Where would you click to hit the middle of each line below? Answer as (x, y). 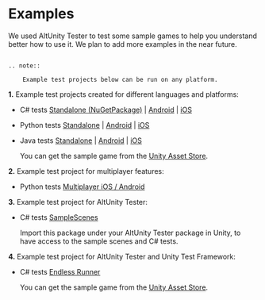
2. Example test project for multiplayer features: (86, 171)
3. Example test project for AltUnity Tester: (78, 202)
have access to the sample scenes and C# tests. (99, 241)
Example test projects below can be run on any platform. (120, 79)
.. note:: (25, 65)
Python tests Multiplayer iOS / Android (82, 187)
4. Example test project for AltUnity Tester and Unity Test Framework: (122, 256)
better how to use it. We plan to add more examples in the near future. (123, 44)
